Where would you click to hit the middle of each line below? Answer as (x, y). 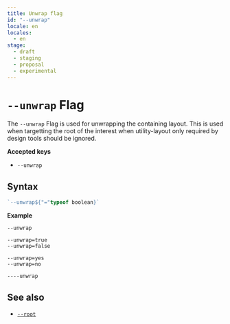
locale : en (23, 26)
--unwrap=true (27, 240)
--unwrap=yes (26, 258)
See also (26, 297)
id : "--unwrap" (29, 20)
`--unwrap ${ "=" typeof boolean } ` (53, 202)
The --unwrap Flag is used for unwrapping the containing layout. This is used (115, 124)
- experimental (35, 71)
